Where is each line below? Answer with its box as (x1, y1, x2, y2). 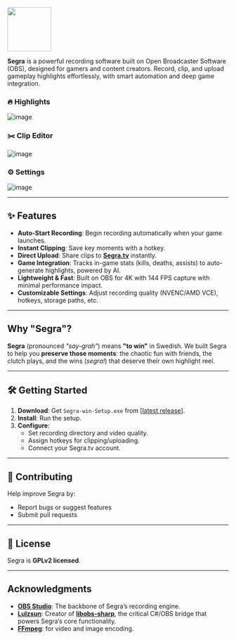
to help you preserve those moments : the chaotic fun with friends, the (7, 349, 212, 357)
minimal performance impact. (17, 281, 103, 289)
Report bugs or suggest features (17, 503, 112, 512)
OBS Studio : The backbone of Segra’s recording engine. (17, 601, 181, 610)
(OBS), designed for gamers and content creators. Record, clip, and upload (7, 65, 225, 72)
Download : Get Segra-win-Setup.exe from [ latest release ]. (17, 407, 185, 415)
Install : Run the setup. (17, 414, 82, 423)
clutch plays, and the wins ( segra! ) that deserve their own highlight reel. (7, 357, 216, 365)
